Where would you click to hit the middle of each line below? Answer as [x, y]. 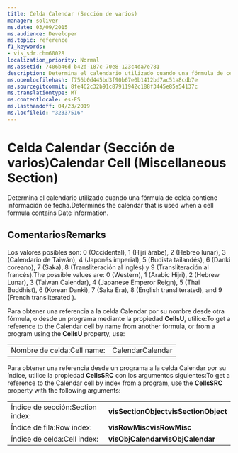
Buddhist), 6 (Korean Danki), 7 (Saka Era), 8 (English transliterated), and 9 [115, 290]
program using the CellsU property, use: [66, 333]
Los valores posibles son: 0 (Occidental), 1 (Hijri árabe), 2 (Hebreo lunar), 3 [117, 252]
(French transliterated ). [42, 297]
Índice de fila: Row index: [51, 427]
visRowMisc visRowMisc [150, 427]
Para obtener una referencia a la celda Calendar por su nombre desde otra [116, 311]
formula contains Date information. [58, 213]
